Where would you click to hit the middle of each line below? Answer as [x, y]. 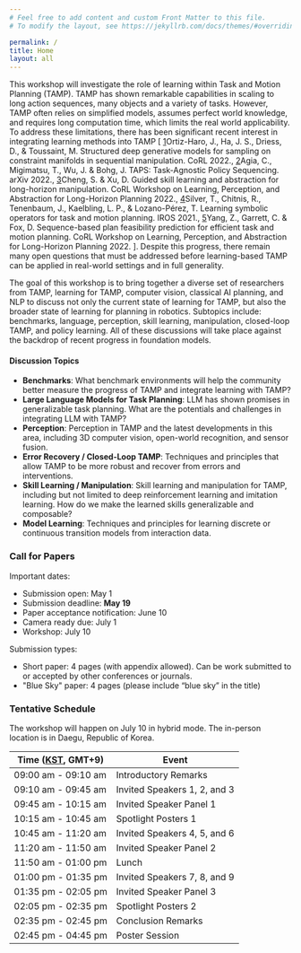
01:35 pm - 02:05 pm [60, 891]
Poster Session [148, 935]
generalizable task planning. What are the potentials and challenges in [152, 409]
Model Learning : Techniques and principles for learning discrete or [146, 524]
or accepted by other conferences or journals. [107, 676]
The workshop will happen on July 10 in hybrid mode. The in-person [135, 728]
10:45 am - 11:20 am [60, 833]
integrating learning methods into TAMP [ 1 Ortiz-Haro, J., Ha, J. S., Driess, [146, 142]
